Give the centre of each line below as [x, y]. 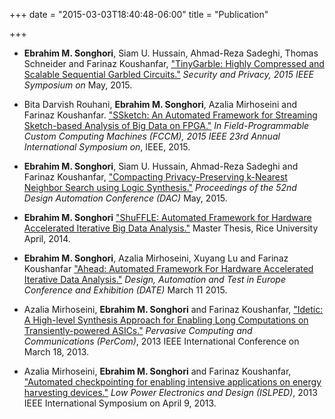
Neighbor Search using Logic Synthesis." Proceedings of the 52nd [160, 187]
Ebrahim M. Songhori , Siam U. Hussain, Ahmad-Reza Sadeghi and [161, 166]
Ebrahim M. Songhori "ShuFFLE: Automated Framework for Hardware [167, 217]
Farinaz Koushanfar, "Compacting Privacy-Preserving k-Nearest [155, 177]
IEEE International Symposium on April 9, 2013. [120, 403]
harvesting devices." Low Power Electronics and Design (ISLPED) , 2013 [170, 392]
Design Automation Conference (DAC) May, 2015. [125, 198]
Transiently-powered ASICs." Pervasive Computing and [138, 330]
